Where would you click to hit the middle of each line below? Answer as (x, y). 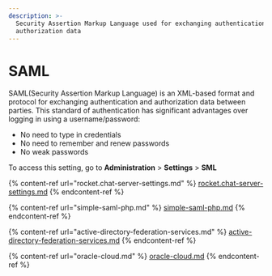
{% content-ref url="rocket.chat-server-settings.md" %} (102, 184)
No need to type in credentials (70, 135)
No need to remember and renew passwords (95, 143)
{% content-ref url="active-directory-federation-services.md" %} (118, 232)
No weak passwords (54, 152)
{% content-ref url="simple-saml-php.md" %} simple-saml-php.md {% (127, 208)
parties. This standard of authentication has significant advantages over (128, 111)
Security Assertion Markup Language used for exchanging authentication (141, 23)
